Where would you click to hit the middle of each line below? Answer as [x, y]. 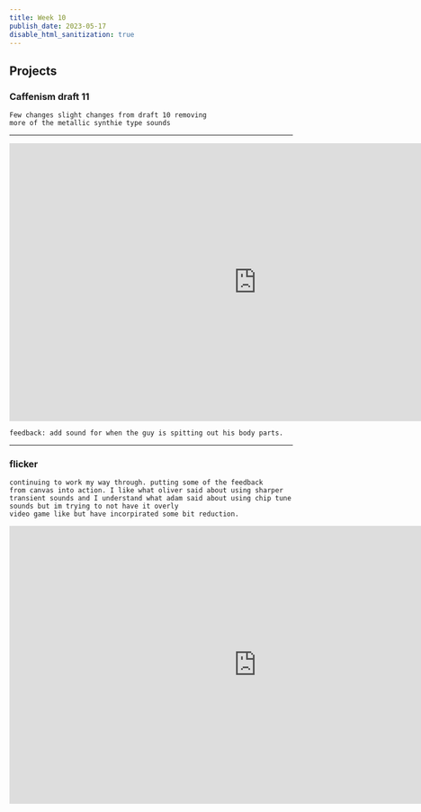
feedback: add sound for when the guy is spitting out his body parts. [146, 433]
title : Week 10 [38, 18]
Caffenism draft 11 [49, 96]
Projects [33, 71]
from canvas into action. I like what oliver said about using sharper [146, 491]
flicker [24, 464]
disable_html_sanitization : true [72, 34]
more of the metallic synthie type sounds [90, 123]
